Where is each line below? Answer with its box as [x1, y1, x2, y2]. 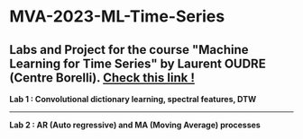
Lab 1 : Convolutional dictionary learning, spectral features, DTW [9, 94, 257, 104]
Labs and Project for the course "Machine [9, 42, 250, 57]
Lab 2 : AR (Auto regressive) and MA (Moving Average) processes [9, 119, 262, 130]
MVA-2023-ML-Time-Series [9, 6, 225, 27]
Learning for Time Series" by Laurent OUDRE [9, 56, 266, 71]
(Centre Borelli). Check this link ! [9, 70, 196, 85]
